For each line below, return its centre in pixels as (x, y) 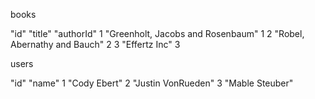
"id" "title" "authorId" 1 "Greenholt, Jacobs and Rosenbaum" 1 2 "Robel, (157, 33)
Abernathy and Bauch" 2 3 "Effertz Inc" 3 (95, 44)
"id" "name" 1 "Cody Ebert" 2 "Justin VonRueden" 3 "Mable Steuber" (152, 83)
